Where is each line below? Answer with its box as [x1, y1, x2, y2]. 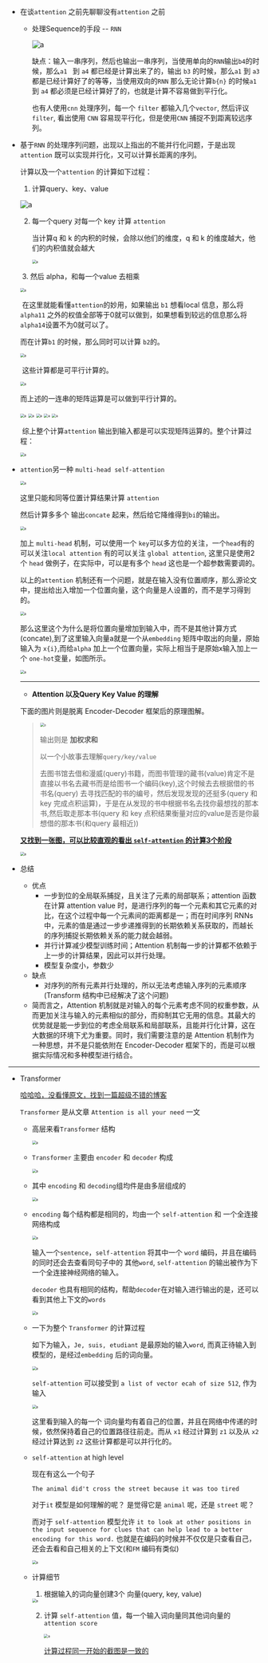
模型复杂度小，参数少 [43, 960, 114, 970]
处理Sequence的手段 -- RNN [31, 24, 122, 33]
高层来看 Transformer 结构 [31, 1124, 116, 1133]
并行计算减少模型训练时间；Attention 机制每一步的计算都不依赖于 [43, 940, 258, 950]
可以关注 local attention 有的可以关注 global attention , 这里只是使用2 [19, 549, 255, 558]
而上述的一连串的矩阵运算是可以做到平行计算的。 [19, 394, 181, 403]
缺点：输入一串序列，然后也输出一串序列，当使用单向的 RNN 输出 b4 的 [31, 57, 253, 65]
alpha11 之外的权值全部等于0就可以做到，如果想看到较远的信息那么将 [19, 310, 247, 319]
